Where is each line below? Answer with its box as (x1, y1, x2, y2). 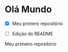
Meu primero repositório (12, 20, 63, 27)
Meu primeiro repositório (5, 41, 57, 47)
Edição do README (12, 31, 53, 37)
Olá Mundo (5, 4, 52, 15)
